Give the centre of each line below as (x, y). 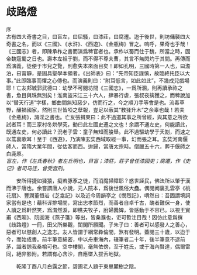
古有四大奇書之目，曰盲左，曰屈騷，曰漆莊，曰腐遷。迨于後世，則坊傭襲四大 (98, 36)
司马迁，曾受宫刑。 (44, 168)
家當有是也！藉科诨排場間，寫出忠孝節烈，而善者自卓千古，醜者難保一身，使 (98, 202)
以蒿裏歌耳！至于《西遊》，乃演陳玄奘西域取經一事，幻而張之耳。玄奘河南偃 (97, 139)
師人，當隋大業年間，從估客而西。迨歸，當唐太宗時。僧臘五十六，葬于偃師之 (98, 146)
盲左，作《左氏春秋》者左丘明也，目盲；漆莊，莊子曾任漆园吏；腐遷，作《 (96, 161)
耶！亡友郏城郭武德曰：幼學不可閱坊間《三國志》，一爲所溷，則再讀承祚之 (94, 88)
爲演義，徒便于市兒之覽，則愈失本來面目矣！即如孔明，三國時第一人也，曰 (96, 66)
